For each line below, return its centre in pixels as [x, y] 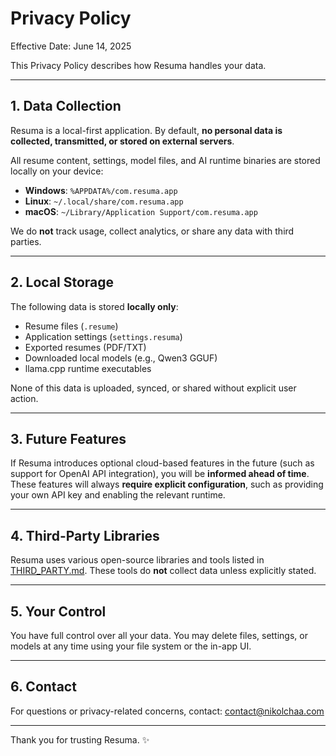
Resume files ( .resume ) [71, 326]
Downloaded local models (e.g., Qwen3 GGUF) [121, 358]
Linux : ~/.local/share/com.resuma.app [104, 201]
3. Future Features [68, 438]
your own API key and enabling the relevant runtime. [118, 495]
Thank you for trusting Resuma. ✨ [80, 739]
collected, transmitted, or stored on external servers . [122, 141]
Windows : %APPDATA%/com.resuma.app [101, 190]
